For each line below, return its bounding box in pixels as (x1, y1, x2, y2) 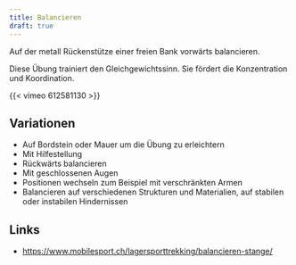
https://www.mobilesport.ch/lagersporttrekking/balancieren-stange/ (21, 246, 274, 257)
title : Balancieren (9, 12, 82, 22)
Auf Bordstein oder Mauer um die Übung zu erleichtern (21, 139, 225, 150)
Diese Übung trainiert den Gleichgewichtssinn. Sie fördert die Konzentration (9, 63, 288, 74)
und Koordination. (9, 72, 75, 83)
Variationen (9, 115, 76, 130)
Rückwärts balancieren (21, 158, 107, 170)
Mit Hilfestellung (21, 149, 83, 160)
